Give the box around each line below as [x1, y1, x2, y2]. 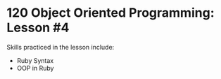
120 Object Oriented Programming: [6, 5, 215, 21]
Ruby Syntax [16, 56, 54, 64]
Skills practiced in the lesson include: [6, 43, 115, 51]
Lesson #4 [6, 20, 70, 36]
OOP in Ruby [16, 64, 54, 72]
